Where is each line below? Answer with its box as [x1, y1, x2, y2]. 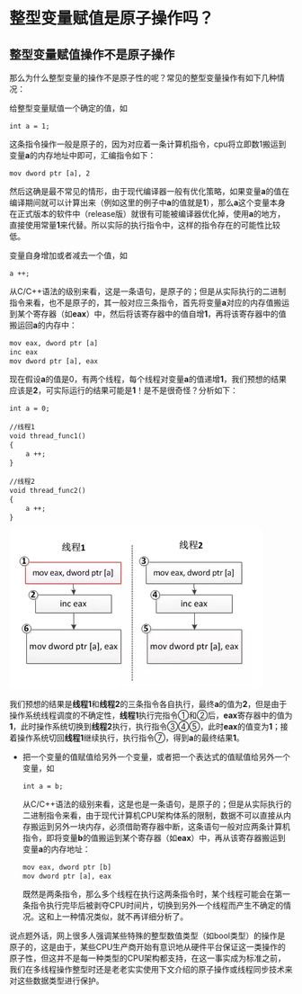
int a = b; [22, 782, 64, 791]
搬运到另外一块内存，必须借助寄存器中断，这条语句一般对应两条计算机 [30, 821, 290, 832]
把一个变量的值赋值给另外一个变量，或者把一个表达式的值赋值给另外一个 [22, 752, 290, 762]
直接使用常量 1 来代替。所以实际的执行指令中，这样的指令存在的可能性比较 [9, 219, 281, 230]
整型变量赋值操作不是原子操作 [9, 47, 175, 62]
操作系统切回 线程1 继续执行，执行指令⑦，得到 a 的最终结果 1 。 [16, 732, 244, 743]
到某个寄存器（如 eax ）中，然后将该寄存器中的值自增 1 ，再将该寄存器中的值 [9, 309, 287, 319]
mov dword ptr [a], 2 [9, 169, 91, 178]
